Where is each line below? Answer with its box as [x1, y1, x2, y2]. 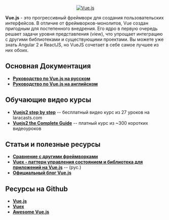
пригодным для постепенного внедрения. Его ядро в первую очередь [5, 25, 158, 32]
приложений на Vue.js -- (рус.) [12, 164, 82, 171]
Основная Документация [5, 62, 91, 71]
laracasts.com [12, 115, 43, 121]
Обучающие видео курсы [5, 96, 91, 104]
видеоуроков [12, 125, 42, 131]
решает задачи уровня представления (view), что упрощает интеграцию [5, 31, 163, 37]
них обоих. [5, 47, 29, 53]
